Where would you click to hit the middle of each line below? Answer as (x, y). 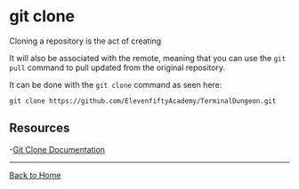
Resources (40, 128)
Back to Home (35, 175)
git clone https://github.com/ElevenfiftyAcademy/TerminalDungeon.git (143, 101)
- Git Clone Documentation (57, 149)
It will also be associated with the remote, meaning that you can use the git (148, 58)
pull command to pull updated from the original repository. (117, 67)
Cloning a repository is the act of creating (85, 41)
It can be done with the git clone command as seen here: (116, 84)
